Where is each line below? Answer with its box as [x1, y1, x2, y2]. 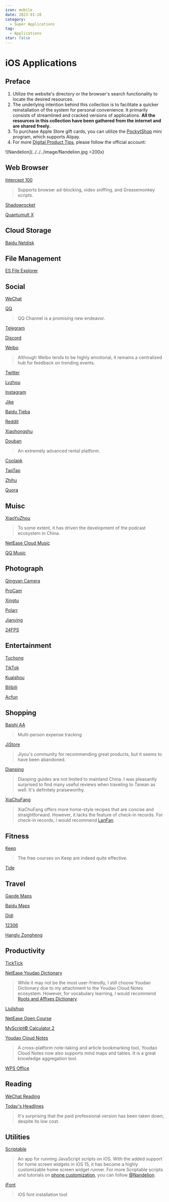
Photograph [5, 564, 43, 573]
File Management [5, 254, 62, 263]
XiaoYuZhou [5, 515, 30, 521]
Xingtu [5, 597, 19, 604]
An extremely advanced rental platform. [17, 448, 100, 454]
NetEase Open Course [5, 1015, 52, 1021]
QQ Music [5, 549, 26, 556]
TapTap [5, 468, 21, 474]
